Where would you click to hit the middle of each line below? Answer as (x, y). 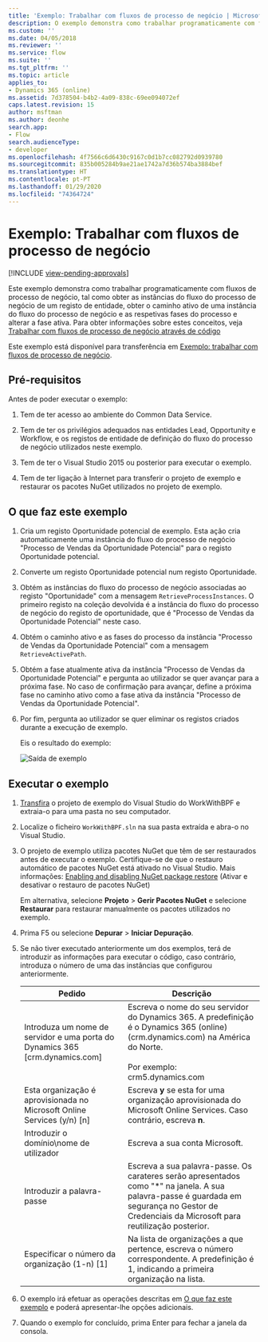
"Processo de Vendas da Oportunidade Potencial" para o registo (126, 548)
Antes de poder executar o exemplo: (68, 399)
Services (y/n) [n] (57, 1120)
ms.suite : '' (30, 61)
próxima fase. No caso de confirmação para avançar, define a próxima (136, 687)
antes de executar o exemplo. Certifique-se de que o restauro (121, 859)
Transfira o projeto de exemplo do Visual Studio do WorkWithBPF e (130, 803)
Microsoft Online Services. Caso (188, 1110)
